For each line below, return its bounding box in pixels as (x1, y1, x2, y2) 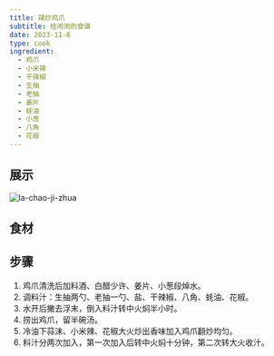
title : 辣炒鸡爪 (9, 13, 65, 23)
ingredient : (9, 47, 54, 56)
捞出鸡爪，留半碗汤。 (22, 314, 103, 325)
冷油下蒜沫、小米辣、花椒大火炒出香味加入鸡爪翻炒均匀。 (22, 325, 238, 336)
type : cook (9, 38, 51, 48)
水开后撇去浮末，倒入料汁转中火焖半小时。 (22, 302, 182, 313)
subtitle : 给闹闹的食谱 (9, 22, 91, 31)
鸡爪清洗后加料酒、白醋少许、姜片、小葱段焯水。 (22, 280, 206, 291)
